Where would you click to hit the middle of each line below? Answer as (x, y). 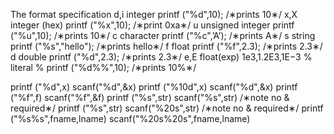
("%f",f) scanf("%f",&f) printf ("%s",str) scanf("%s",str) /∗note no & (150, 97)
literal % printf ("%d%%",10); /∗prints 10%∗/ (103, 67)
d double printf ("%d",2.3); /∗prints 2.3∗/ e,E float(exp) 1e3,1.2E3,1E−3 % (161, 57)
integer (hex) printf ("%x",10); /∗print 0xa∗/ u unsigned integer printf (152, 25)
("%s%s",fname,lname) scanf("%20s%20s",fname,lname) (130, 118)
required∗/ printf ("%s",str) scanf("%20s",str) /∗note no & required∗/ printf (167, 108)
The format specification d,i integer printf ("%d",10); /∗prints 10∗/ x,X (154, 14)
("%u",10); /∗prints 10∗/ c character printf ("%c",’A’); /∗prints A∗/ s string (163, 35)
